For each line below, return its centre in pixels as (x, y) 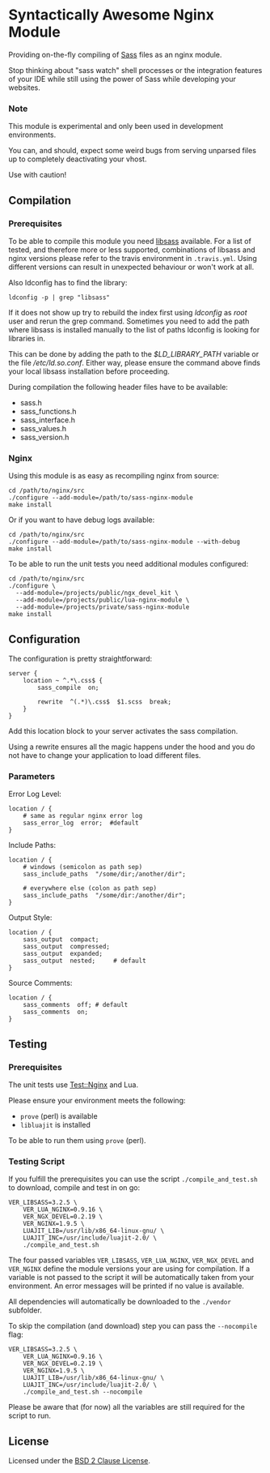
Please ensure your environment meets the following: (97, 1101)
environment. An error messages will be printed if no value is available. (127, 1286)
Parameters (32, 776)
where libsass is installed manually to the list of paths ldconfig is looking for (134, 329)
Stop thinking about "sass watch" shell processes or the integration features (135, 70)
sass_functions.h (48, 411)
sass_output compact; (61, 940)
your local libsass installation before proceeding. (89, 371)
